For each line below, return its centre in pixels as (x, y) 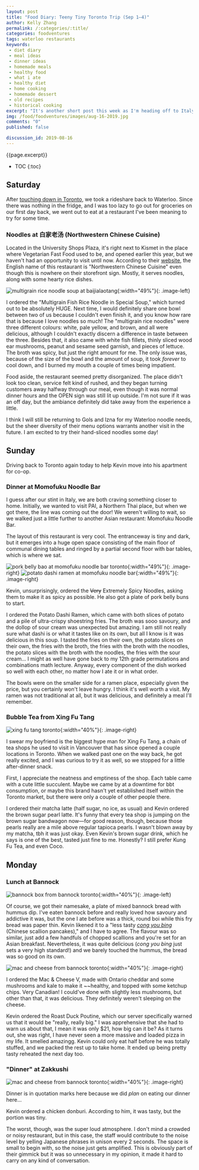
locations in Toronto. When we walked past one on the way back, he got (94, 754)
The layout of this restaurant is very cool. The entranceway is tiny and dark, (98, 536)
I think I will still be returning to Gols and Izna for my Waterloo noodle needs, (99, 419)
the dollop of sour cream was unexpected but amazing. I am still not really (96, 627)
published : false (28, 127)
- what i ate (25, 78)
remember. (20, 702)
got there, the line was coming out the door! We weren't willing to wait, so (96, 512)
